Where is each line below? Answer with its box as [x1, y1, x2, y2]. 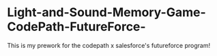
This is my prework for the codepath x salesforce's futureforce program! [7, 41, 210, 49]
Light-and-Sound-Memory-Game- [7, 5, 206, 20]
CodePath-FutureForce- [7, 19, 146, 34]
